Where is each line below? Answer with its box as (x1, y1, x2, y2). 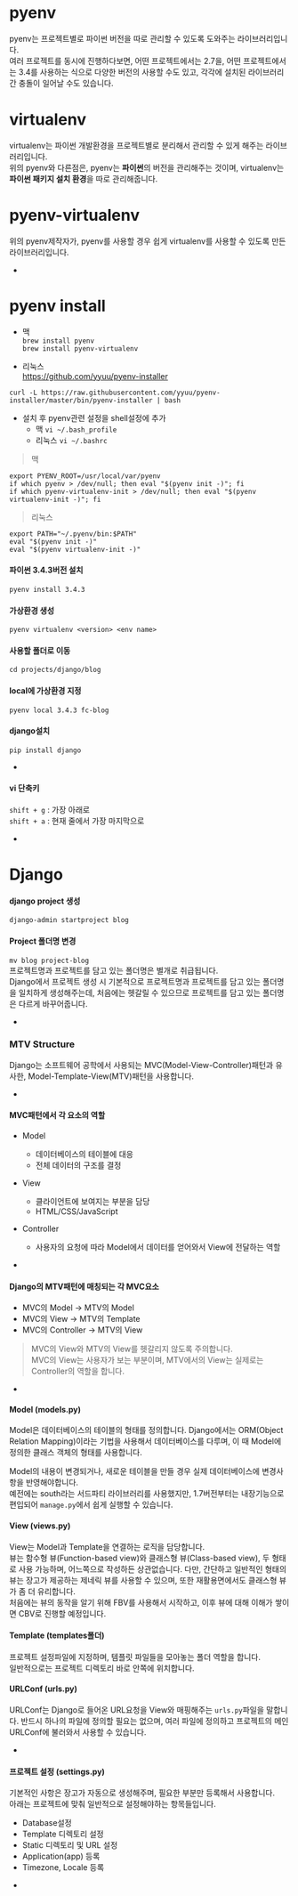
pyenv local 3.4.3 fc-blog (9, 706, 109, 715)
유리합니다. (36, 1585, 76, 1596)
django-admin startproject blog (9, 916, 129, 925)
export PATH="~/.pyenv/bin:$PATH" (9, 529, 138, 539)
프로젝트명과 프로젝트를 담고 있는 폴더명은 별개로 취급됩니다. (9, 965, 219, 976)
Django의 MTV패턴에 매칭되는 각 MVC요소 (9, 1281, 160, 1292)
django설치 (9, 725, 51, 736)
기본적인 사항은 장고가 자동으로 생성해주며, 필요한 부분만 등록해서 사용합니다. (9, 1787, 276, 1798)
